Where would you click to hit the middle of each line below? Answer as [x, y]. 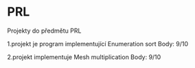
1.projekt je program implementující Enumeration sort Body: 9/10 [98, 44]
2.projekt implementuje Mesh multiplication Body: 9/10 [84, 57]
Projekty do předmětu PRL [44, 31]
